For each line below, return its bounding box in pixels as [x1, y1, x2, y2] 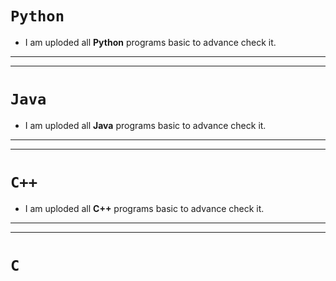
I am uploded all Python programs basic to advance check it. [24, 36, 277, 48]
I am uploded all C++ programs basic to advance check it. [24, 202, 265, 214]
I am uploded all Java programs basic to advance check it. [24, 119, 267, 131]
